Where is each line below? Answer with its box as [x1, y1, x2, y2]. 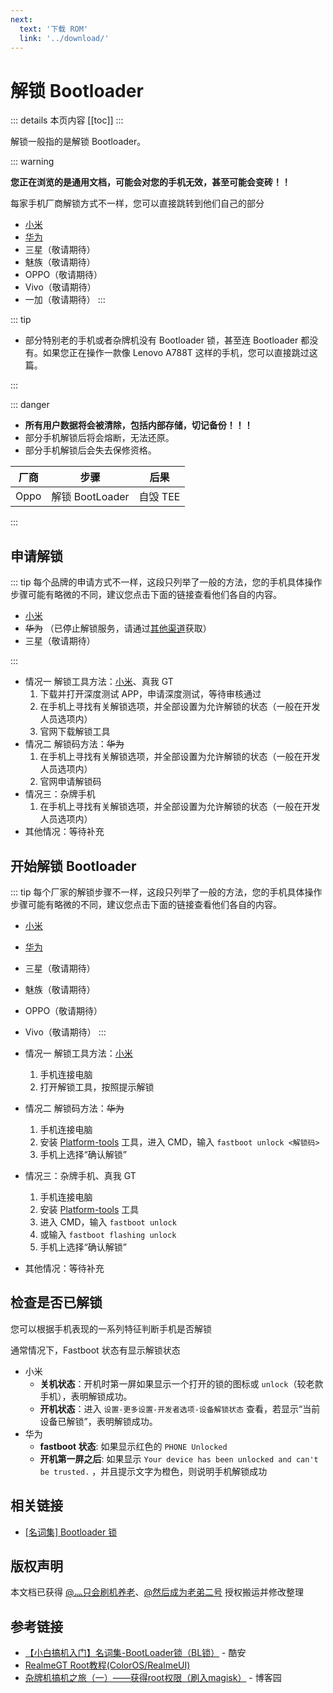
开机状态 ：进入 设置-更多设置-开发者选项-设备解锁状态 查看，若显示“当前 [39, 1402, 321, 1415]
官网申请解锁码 [39, 776, 102, 788]
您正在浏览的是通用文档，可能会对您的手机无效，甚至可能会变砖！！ [10, 176, 291, 188]
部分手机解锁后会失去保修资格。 [24, 444, 157, 456]
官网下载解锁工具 [39, 726, 111, 738]
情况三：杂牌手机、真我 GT [24, 1169, 137, 1181]
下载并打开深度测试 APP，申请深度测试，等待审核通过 [39, 688, 262, 700]
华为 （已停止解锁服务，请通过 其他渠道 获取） [24, 622, 212, 635]
